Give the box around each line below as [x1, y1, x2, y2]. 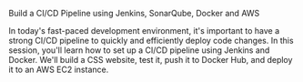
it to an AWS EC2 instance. [8, 64, 109, 75]
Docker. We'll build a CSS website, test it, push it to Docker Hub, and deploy [8, 55, 293, 65]
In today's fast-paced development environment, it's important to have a [8, 26, 280, 36]
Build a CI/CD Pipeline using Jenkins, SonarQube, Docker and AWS [8, 8, 260, 18]
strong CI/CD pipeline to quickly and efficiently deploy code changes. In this [8, 36, 294, 46]
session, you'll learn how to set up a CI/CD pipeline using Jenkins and [8, 45, 270, 56]
